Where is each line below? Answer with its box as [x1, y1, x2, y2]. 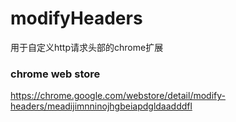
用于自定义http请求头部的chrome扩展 [10, 41, 164, 53]
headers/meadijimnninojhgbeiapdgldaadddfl [10, 100, 193, 112]
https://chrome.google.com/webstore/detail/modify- [10, 90, 226, 102]
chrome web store [10, 67, 101, 81]
